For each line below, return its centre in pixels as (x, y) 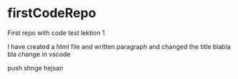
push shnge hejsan (35, 68)
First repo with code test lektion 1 (56, 33)
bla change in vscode (39, 54)
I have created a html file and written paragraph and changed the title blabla (119, 46)
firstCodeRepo (52, 13)
